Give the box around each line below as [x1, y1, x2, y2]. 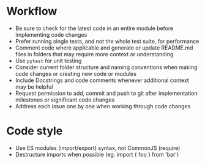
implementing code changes [15, 31, 88, 38]
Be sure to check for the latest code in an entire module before [15, 24, 174, 32]
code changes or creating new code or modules [15, 70, 136, 77]
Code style [6, 124, 63, 138]
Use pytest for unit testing [15, 57, 82, 64]
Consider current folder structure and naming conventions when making [15, 63, 198, 71]
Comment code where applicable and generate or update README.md [15, 44, 193, 51]
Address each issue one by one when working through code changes [15, 102, 191, 110]
